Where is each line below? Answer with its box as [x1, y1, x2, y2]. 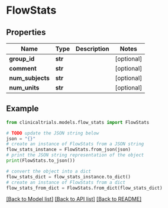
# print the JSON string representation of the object [6, 152, 144, 158]
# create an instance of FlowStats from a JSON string [6, 141, 144, 147]
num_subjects [9, 74, 50, 82]
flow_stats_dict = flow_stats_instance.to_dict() [6, 174, 131, 180]
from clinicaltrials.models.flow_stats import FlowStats [6, 119, 150, 125]
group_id [9, 55, 35, 63]
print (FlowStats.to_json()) [6, 158, 76, 164]
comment [9, 65, 37, 72]
